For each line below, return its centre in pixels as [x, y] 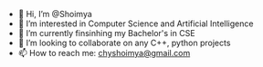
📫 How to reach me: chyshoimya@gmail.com [104, 53]
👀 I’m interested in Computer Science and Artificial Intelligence [136, 24]
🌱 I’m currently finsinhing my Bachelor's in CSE [106, 33]
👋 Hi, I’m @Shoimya [55, 14]
